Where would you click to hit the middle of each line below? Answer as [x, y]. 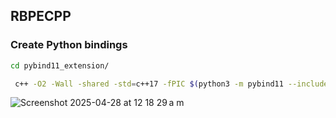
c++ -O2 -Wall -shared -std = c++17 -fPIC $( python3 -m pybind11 [149, 84]
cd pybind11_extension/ [60, 65]
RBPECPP [41, 16]
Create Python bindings [69, 45]
